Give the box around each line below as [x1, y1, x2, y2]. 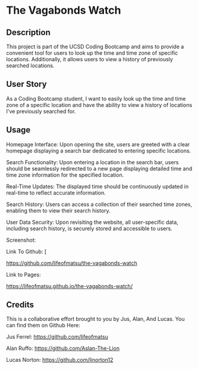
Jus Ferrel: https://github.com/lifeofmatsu [6, 333, 109, 340]
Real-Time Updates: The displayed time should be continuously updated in [6, 183, 189, 190]
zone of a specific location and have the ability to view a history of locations [6, 101, 193, 108]
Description [6, 27, 51, 37]
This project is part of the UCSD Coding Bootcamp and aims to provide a [6, 43, 184, 50]
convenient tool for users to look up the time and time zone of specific [6, 49, 178, 57]
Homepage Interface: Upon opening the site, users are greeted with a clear [6, 140, 190, 148]
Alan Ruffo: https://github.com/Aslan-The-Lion [6, 345, 120, 352]
